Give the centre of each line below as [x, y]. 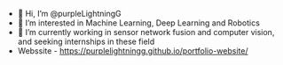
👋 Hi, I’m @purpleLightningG [69, 14]
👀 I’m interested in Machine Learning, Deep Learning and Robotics [138, 23]
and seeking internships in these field [86, 41]
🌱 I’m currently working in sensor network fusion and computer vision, [146, 32]
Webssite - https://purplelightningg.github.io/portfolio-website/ [133, 51]
